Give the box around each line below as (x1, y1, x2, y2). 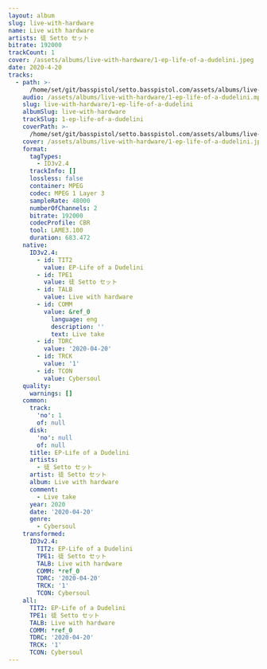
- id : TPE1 (37, 271, 73, 279)
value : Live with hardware (43, 293, 133, 301)
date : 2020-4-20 (8, 64, 62, 72)
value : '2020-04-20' (43, 345, 112, 353)
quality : (22, 381, 52, 390)
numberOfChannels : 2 (29, 204, 98, 212)
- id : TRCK (37, 352, 73, 361)
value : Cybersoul (43, 374, 102, 382)
